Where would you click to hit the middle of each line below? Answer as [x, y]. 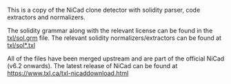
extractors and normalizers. [46, 17]
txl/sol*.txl [21, 45]
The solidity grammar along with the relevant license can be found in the [110, 31]
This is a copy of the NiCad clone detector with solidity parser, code [104, 10]
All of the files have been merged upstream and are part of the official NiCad [116, 59]
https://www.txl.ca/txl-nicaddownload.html [68, 73]
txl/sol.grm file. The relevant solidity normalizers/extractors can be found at [114, 38]
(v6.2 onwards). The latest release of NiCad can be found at [92, 66]
